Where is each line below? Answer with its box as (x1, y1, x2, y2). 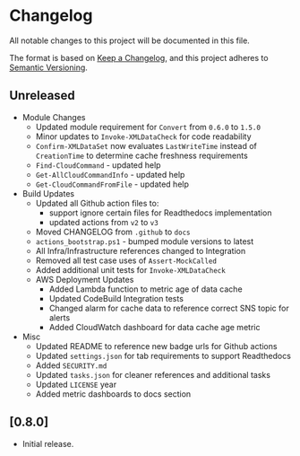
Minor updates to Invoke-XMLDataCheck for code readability (35, 131, 253, 142)
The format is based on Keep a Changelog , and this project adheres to (9, 52, 269, 63)
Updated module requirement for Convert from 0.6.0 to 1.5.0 (35, 121, 261, 132)
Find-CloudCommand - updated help (35, 159, 161, 171)
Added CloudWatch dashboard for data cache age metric (48, 321, 261, 332)
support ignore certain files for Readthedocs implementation (48, 207, 272, 218)
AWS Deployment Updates (35, 274, 134, 285)
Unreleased (9, 88, 76, 103)
